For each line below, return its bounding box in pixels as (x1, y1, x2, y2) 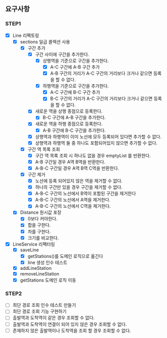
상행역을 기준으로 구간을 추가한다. (42, 58, 109, 64)
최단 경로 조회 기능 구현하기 (12, 308, 67, 314)
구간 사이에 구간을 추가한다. (35, 51, 89, 57)
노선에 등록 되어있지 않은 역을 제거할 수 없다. (35, 178, 123, 184)
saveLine (20, 247, 39, 253)
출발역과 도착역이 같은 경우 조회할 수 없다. (12, 315, 95, 321)
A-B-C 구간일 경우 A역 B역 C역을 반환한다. (35, 165, 120, 171)
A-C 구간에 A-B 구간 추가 (50, 64, 100, 70)
